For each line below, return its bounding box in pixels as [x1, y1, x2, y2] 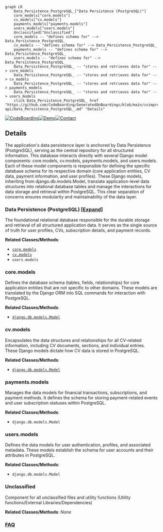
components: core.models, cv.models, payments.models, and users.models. [5, 158, 158, 163]
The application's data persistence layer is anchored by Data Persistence [5, 142, 151, 148]
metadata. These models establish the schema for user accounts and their [5, 447, 154, 453]
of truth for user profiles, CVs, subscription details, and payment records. [5, 228, 151, 233]
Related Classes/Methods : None [5, 509, 72, 515]
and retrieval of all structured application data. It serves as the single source [5, 222, 157, 228]
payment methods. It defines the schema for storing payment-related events [5, 395, 158, 401]
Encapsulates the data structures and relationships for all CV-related [5, 337, 142, 343]
